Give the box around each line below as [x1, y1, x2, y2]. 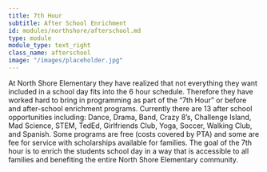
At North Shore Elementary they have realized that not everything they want [8, 78, 258, 88]
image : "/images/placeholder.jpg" [8, 57, 124, 65]
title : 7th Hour [8, 11, 62, 20]
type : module [8, 34, 52, 42]
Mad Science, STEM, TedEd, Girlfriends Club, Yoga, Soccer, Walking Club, [8, 121, 253, 130]
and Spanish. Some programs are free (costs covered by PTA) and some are [8, 129, 260, 138]
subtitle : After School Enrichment [8, 19, 127, 27]
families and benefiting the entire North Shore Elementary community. [8, 154, 238, 164]
